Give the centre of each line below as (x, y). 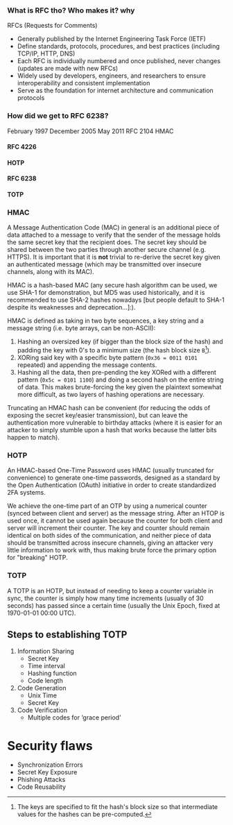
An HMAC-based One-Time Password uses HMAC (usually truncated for (111, 470)
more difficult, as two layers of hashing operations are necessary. (111, 394)
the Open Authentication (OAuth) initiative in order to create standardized (112, 485)
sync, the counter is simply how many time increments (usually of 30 (105, 598)
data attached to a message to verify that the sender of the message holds (114, 235)
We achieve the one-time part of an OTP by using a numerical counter (107, 506)
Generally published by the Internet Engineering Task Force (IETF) (111, 39)
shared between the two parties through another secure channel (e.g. (107, 250)
